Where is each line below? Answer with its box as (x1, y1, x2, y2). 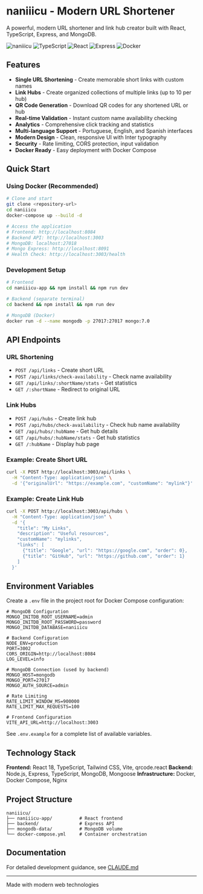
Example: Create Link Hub (6, 494, 84, 503)
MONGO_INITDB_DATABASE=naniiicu (6, 625, 88, 631)
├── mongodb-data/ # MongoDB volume (6, 826, 123, 832)
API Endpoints (6, 335, 61, 345)
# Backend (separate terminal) (6, 296, 85, 302)
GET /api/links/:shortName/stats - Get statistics (14, 379, 137, 387)
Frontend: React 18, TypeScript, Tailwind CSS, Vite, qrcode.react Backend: (6, 764, 193, 771)
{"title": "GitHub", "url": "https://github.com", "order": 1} (22, 553, 185, 559)
